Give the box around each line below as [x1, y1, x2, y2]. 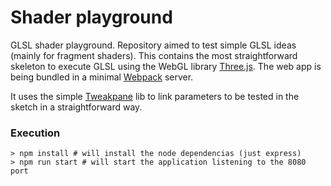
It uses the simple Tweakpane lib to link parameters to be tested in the [10, 90, 300, 102]
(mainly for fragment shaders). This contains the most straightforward [10, 49, 298, 61]
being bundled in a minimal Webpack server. [10, 71, 194, 83]
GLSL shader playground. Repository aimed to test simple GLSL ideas [10, 39, 297, 51]
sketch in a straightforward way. [10, 101, 143, 113]
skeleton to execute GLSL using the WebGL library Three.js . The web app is [10, 60, 322, 72]
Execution [10, 126, 61, 140]
